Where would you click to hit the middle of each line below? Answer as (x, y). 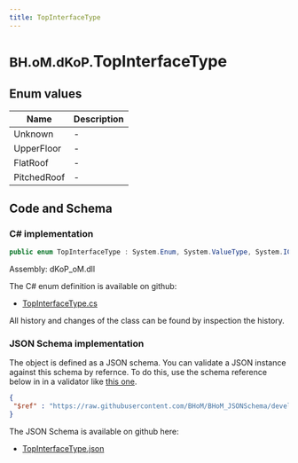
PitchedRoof (39, 177)
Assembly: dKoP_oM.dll (52, 269)
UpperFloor (38, 148)
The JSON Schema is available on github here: (94, 432)
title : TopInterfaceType (55, 17)
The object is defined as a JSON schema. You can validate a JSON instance (148, 363)
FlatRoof (31, 162)
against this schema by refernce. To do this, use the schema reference (138, 373)
